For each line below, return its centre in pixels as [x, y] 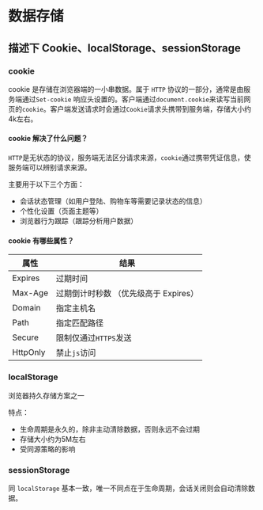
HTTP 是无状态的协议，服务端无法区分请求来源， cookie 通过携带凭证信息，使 [130, 158]
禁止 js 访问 [76, 353]
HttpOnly [29, 352]
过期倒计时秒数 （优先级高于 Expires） [127, 294]
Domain [26, 308]
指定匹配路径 [80, 323]
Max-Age [30, 293]
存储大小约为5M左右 [53, 439]
